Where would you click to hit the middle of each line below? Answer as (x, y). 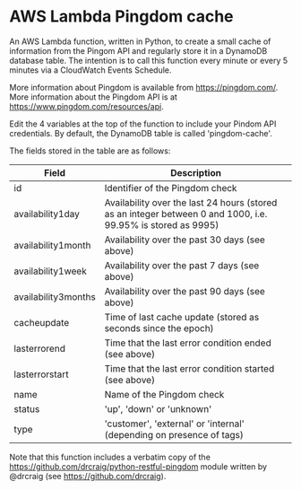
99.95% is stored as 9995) (162, 224)
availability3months (55, 296)
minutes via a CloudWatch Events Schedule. (90, 70)
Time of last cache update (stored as (182, 317)
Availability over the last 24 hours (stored (191, 202)
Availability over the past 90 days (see (185, 291)
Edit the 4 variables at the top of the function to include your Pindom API (143, 124)
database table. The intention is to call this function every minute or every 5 (149, 60)
